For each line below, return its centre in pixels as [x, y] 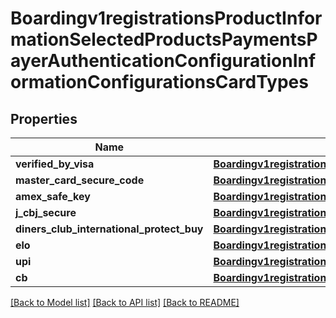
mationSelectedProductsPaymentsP [164, 39]
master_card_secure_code [80, 180]
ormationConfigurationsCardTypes [159, 82]
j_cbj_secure [46, 212]
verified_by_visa [55, 164]
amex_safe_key [53, 196]
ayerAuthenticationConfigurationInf [163, 61]
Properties [44, 118]
